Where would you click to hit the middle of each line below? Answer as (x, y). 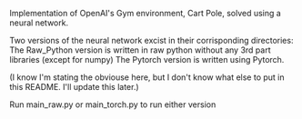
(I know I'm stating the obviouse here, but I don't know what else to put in (147, 77)
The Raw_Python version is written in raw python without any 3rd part (140, 50)
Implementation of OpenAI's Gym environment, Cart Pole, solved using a (146, 13)
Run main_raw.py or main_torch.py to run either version (113, 104)
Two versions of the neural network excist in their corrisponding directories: (151, 40)
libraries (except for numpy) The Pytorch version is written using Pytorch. (147, 59)
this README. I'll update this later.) (74, 87)
